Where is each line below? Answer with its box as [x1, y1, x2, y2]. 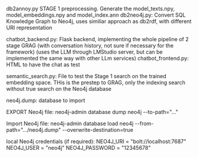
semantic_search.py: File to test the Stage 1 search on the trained [6, 73, 167, 79]
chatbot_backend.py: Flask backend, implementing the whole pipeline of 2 [6, 36, 189, 42]
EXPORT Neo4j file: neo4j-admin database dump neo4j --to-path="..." [6, 109, 178, 115]
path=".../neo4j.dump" [6, 127, 61, 133]
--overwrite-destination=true [62, 127, 134, 133]
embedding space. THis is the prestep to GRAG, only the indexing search [6, 79, 186, 86]
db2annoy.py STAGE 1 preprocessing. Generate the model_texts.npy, [6, 5, 175, 12]
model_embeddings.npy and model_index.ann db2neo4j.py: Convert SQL [6, 11, 186, 19]
